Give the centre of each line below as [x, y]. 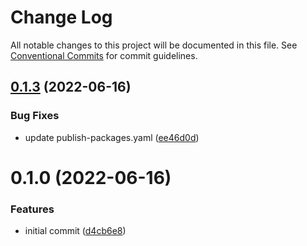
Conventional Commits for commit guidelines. [104, 55]
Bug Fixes [35, 116]
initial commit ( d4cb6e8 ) [75, 231]
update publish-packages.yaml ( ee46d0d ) [112, 137]
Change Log [61, 17]
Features [32, 209]
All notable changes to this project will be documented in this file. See [154, 45]
